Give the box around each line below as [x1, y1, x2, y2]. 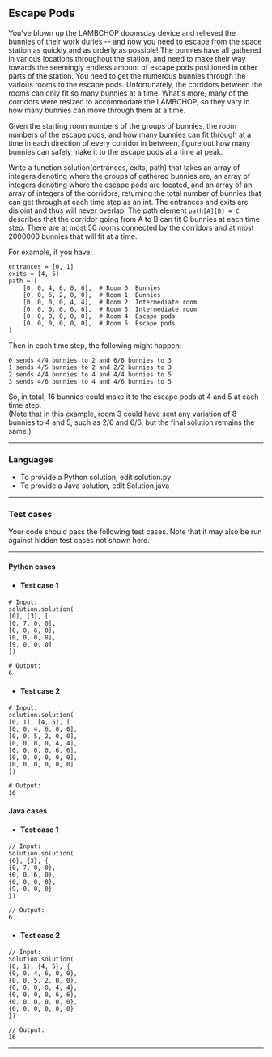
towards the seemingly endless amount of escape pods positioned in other [8, 62, 258, 72]
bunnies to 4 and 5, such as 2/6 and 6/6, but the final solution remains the [8, 417, 255, 427]
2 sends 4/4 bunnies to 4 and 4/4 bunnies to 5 [8, 370, 172, 379]
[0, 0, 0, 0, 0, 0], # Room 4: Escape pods [23, 312, 176, 320]
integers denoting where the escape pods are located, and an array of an [8, 180, 253, 189]
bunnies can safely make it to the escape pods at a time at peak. [8, 146, 223, 156]
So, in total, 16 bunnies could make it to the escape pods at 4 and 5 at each [8, 392, 259, 401]
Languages [8, 453, 54, 465]
